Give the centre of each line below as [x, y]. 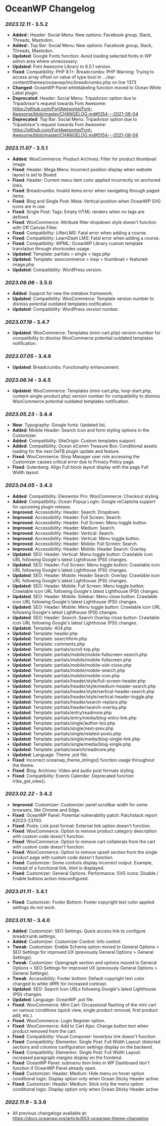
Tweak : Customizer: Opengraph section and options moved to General [84, 963]
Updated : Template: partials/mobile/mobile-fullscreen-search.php [80, 654]
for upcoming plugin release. [42, 506]
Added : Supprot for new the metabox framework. [63, 293]
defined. [21, 217]
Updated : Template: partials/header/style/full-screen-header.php [79, 681]
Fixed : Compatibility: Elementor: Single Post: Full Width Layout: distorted [86, 1042]
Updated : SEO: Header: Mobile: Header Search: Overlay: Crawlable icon [86, 575]
